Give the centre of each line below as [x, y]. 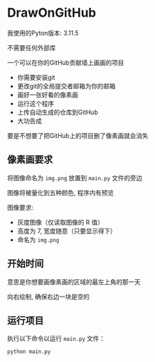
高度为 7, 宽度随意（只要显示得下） [66, 230]
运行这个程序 [35, 103]
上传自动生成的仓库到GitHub [57, 112]
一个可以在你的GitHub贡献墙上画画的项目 [66, 62]
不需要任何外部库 [31, 47]
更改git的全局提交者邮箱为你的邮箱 [66, 86]
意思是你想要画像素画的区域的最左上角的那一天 [74, 282]
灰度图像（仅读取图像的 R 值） [60, 222]
